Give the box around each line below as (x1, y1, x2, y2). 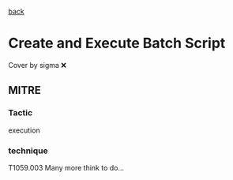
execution (8, 126, 41, 135)
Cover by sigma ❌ (8, 60, 67, 69)
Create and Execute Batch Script (8, 35, 226, 52)
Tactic (8, 107, 33, 118)
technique (8, 145, 49, 156)
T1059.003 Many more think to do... (8, 163, 125, 172)
